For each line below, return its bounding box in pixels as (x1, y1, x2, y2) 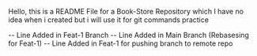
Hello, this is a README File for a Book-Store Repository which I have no (8, 7, 244, 16)
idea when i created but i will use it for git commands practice (8, 15, 210, 24)
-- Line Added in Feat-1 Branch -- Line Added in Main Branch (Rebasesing (8, 31, 249, 39)
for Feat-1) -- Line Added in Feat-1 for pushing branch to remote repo (8, 39, 233, 48)
